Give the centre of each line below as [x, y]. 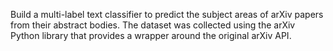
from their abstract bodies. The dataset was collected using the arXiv [153, 25]
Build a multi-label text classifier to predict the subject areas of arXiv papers [167, 14]
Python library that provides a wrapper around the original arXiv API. [151, 35]
